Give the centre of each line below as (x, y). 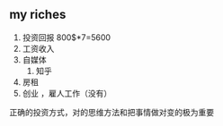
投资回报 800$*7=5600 (66, 37)
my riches (38, 15)
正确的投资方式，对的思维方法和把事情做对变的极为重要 (111, 112)
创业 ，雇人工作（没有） (67, 93)
